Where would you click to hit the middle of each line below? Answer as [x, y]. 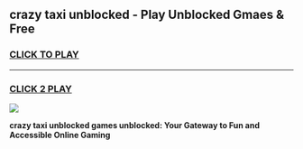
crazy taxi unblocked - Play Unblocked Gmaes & [147, 15]
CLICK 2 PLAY [41, 88]
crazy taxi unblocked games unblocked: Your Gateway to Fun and [134, 125]
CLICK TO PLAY [44, 55]
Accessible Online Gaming [60, 135]
